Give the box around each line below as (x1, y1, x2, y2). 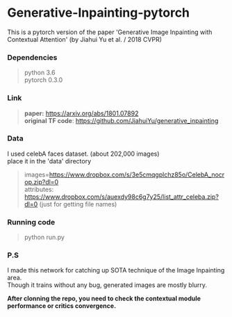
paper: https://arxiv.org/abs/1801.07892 (24, 109, 139, 117)
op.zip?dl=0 (24, 177, 59, 186)
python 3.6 (24, 68, 56, 77)
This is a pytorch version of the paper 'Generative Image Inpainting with (7, 28, 213, 36)
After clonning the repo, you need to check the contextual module (7, 294, 201, 303)
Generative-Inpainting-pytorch (7, 5, 190, 21)
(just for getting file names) (39, 200, 117, 208)
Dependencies (7, 52, 58, 62)
